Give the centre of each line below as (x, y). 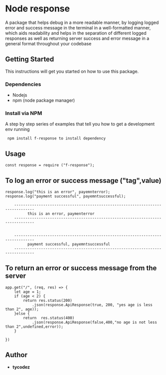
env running (17, 129)
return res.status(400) (49, 318)
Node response (38, 9)
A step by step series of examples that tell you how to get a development (80, 124)
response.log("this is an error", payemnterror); (58, 192)
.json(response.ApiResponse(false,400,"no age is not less (94, 322)
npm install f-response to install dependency (57, 138)
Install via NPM (24, 113)
